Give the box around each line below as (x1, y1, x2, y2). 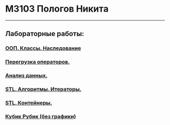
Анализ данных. (5, 72, 48, 79)
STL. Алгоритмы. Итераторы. (5, 86, 82, 93)
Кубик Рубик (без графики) (5, 113, 76, 120)
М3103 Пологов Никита (5, 3, 109, 15)
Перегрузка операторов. (5, 58, 70, 66)
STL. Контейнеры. (5, 99, 52, 106)
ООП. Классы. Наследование (5, 45, 81, 52)
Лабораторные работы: (5, 29, 84, 38)
